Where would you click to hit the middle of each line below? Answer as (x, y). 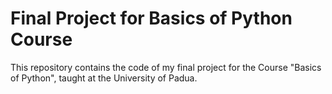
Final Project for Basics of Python (151, 18)
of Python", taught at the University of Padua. (104, 78)
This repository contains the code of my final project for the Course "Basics (166, 67)
